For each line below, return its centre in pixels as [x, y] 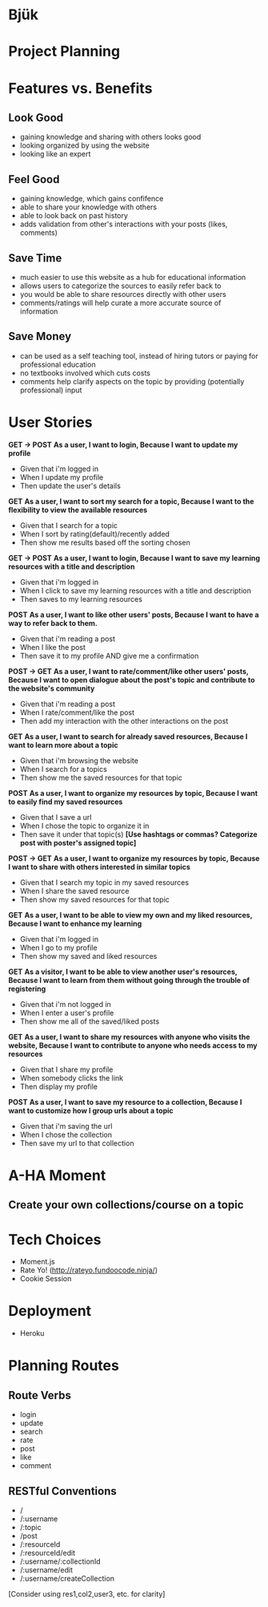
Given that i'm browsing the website [79, 761]
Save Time [35, 258]
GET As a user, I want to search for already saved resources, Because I [128, 737]
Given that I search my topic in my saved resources [104, 882]
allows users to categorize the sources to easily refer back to [120, 286]
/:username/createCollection [67, 1579]
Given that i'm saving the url [66, 1126]
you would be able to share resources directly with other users [123, 294]
